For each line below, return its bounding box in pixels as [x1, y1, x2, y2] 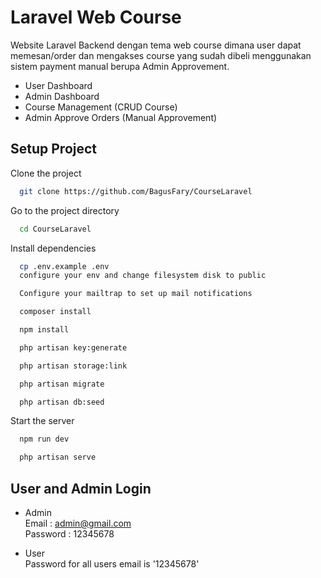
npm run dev [19, 434, 70, 445]
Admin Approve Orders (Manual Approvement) [24, 111, 218, 123]
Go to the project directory [10, 204, 120, 216]
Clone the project [10, 167, 82, 179]
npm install [19, 325, 70, 335]
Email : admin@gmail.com [24, 517, 132, 529]
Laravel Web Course [10, 6, 182, 29]
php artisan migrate [19, 379, 105, 389]
